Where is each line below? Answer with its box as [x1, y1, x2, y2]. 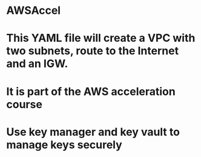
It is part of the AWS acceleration [6, 85, 176, 98]
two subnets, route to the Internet [6, 44, 179, 58]
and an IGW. [6, 57, 68, 71]
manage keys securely [6, 138, 122, 152]
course [6, 97, 42, 111]
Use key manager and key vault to [6, 125, 180, 139]
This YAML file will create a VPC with [6, 31, 196, 45]
